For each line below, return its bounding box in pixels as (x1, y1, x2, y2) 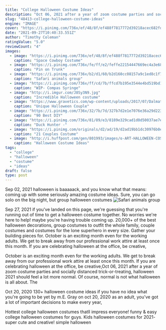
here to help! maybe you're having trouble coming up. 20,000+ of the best (5, 217, 157, 223)
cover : (5, 26, 19, 31)
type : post (5, 173, 28, 178)
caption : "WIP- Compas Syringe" (14, 85, 81, 91)
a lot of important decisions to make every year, (5, 299, 102, 305)
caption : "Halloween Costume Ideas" (14, 141, 90, 146)
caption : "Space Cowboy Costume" (14, 58, 83, 63)
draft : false (5, 168, 32, 173)
